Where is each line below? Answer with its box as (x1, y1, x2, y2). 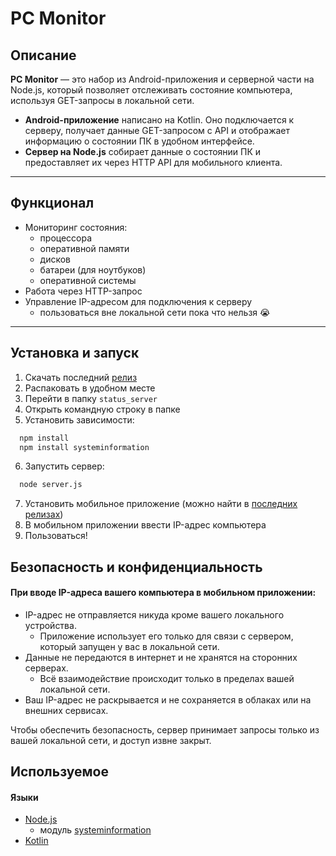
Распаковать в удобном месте (24, 382, 156, 394)
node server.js (19, 480, 83, 490)
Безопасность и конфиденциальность (10, 558, 263, 576)
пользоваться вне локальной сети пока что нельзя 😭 (39, 306, 271, 318)
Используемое (10, 763, 109, 781)
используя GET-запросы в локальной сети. (10, 95, 195, 106)
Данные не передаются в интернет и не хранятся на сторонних (24, 651, 298, 663)
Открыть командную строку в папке (24, 403, 181, 415)
